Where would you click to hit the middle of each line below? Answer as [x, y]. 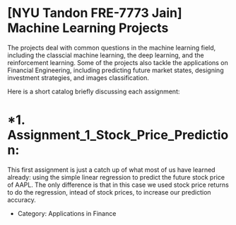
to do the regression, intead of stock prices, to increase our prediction [109, 192]
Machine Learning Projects [88, 28]
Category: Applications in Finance [67, 213]
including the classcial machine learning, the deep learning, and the [106, 55]
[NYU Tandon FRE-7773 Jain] [95, 13]
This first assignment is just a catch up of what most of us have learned [111, 169]
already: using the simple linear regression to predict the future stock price [116, 177]
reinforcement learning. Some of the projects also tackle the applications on [118, 62]
